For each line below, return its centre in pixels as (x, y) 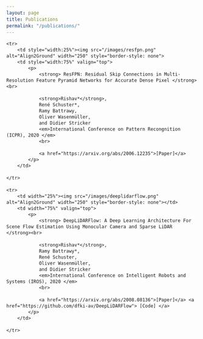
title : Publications (33, 19)
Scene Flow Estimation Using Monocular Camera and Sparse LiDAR (89, 227)
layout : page (23, 13)
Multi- (172, 74)
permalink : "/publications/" (43, 26)
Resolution (20, 80)
